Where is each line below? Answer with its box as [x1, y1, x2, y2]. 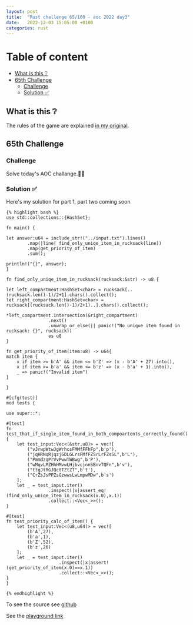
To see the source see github [6, 601, 77, 608]
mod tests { [6, 400, 35, 406]
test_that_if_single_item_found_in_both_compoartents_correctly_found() [6, 431, 188, 437]
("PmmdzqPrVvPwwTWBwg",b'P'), [27, 457, 101, 463]
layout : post [6, 8, 38, 15]
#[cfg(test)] [6, 395, 38, 401]
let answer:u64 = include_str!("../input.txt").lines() [6, 235, 146, 241]
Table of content [6, 51, 88, 64]
